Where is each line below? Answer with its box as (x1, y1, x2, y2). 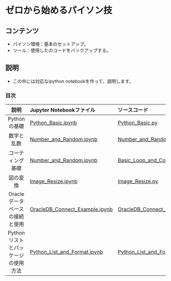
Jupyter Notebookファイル (30, 106, 96, 114)
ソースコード (118, 106, 149, 114)
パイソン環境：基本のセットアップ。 (12, 41, 89, 47)
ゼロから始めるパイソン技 (5, 5, 113, 16)
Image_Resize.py (118, 178, 159, 185)
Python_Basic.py (118, 119, 158, 126)
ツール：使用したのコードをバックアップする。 (12, 47, 111, 53)
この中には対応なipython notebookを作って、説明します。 (12, 78, 134, 84)
